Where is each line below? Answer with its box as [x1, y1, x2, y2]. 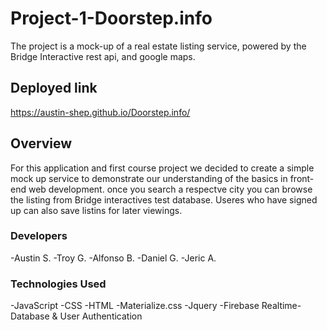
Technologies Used [10, 277, 107, 291]
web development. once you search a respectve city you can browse [28, 183, 313, 195]
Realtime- [261, 300, 302, 312]
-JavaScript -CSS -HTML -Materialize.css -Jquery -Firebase [10, 300, 260, 312]
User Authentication [59, 310, 143, 322]
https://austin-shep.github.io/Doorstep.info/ [10, 106, 191, 118]
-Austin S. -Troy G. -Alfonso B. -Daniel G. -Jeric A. [10, 252, 217, 264]
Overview [10, 135, 73, 152]
